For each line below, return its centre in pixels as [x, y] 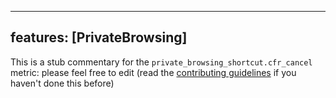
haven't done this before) [62, 83]
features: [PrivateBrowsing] [99, 37]
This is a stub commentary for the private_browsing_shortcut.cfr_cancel [161, 62]
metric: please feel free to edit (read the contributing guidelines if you [153, 72]
